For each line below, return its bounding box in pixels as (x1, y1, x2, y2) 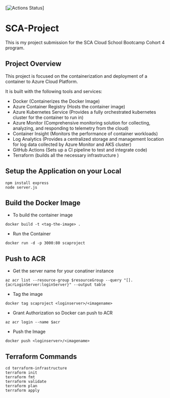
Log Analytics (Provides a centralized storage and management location (12, 136, 164, 142)
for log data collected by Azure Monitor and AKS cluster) (12, 141, 131, 147)
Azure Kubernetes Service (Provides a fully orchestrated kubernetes (12, 109, 156, 115)
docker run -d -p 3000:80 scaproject (5, 240, 86, 246)
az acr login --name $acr (5, 320, 60, 325)
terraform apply (5, 388, 40, 393)
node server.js (5, 185, 38, 190)
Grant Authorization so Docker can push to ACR (12, 310, 113, 316)
